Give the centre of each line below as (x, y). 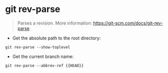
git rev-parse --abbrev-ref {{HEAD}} (44, 65)
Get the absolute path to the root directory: (56, 38)
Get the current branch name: (43, 56)
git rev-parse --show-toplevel (38, 47)
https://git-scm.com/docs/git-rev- (128, 23)
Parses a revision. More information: (55, 23)
